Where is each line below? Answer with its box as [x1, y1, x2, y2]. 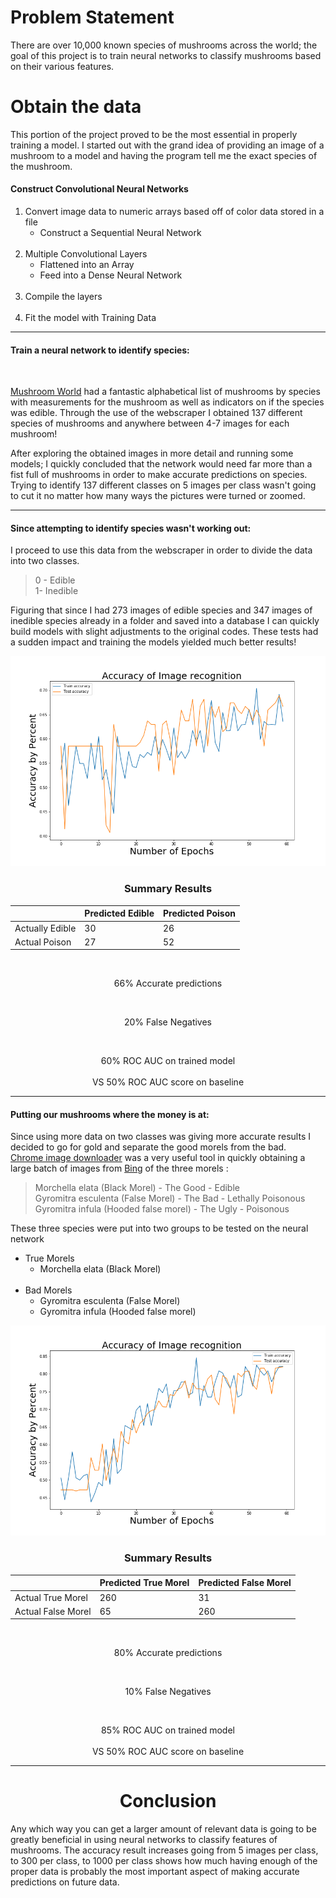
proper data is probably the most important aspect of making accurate [10, 1866, 300, 1878]
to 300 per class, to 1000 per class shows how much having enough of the [10, 1855, 318, 1867]
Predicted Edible [84, 907, 155, 920]
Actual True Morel [14, 1591, 88, 1603]
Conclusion [119, 1790, 217, 1813]
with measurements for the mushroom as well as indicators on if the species [10, 396, 325, 408]
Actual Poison [14, 936, 72, 948]
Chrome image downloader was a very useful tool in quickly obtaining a [10, 1152, 306, 1164]
